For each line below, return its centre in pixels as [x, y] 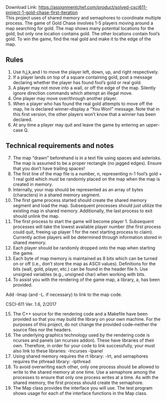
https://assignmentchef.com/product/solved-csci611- [93, 7]
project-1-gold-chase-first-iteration [42, 12]
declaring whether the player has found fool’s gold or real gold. [77, 82]
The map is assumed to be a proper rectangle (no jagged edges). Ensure [87, 163]
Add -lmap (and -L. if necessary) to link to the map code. [64, 294]
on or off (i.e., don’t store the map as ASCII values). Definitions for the [84, 264]
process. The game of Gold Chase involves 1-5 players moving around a [80, 23]
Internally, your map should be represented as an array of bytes [78, 189]
